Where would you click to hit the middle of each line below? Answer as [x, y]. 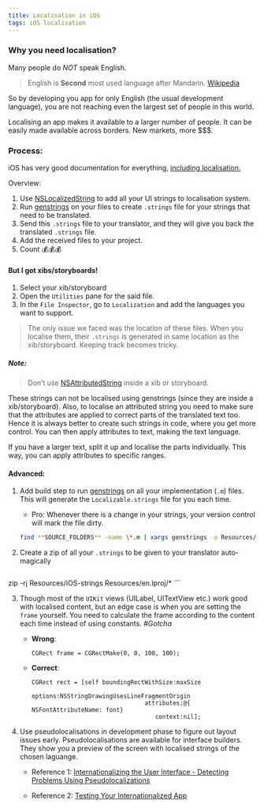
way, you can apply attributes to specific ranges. [87, 455]
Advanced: [27, 473]
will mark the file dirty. [67, 523]
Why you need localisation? [62, 50]
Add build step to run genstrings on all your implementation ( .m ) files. [132, 491]
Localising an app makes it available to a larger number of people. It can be [130, 122]
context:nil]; [178, 717]
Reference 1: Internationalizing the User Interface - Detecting [130, 772]
